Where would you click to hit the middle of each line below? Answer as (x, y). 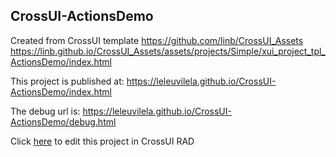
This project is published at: (67, 81)
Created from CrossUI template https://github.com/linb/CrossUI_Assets (157, 40)
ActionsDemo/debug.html (63, 121)
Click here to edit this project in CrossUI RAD (102, 141)
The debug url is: (45, 111)
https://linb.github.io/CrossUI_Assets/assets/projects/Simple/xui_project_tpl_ (168, 51)
